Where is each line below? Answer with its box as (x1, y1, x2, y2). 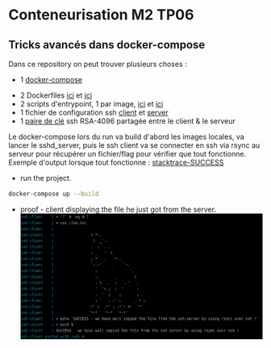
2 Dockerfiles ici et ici (19, 90, 93, 100)
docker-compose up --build (8, 190, 99, 198)
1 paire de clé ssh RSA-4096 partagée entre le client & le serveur (19, 116, 236, 126)
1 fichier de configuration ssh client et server (19, 107, 169, 117)
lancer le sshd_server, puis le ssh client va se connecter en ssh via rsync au (8, 140, 261, 150)
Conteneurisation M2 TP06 (8, 6, 194, 24)
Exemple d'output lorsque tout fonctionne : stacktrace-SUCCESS (8, 157, 224, 167)
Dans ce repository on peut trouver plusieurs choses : (8, 59, 187, 69)
